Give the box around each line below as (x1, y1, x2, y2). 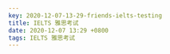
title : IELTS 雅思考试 (8, 19, 79, 27)
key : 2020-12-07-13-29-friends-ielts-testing (8, 11, 162, 20)
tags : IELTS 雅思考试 (8, 33, 76, 42)
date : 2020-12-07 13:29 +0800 (8, 26, 109, 34)
